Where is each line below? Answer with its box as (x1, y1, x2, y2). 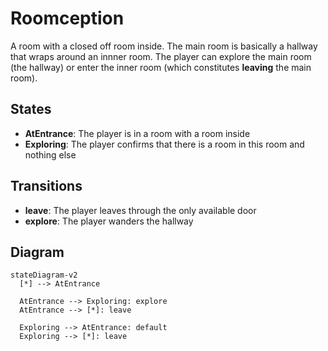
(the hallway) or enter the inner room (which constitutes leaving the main (10, 61, 312, 73)
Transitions (10, 178, 83, 195)
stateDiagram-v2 (10, 270, 78, 281)
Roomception (10, 7, 125, 30)
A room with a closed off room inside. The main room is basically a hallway (10, 40, 318, 52)
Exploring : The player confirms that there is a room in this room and (24, 138, 305, 150)
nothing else (24, 148, 77, 161)
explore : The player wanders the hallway (24, 215, 194, 227)
